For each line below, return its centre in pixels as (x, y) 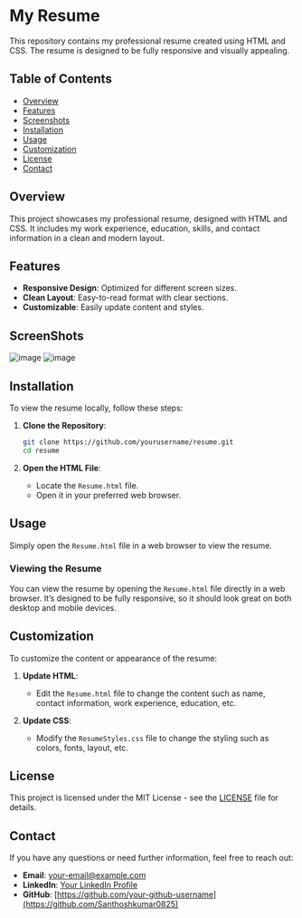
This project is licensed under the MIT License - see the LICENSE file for (144, 797)
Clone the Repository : (64, 425)
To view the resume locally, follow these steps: (96, 408)
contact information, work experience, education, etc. (136, 702)
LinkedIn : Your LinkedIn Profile (80, 885)
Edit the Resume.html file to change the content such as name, (151, 693)
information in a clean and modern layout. (87, 237)
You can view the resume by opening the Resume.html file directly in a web (147, 588)
